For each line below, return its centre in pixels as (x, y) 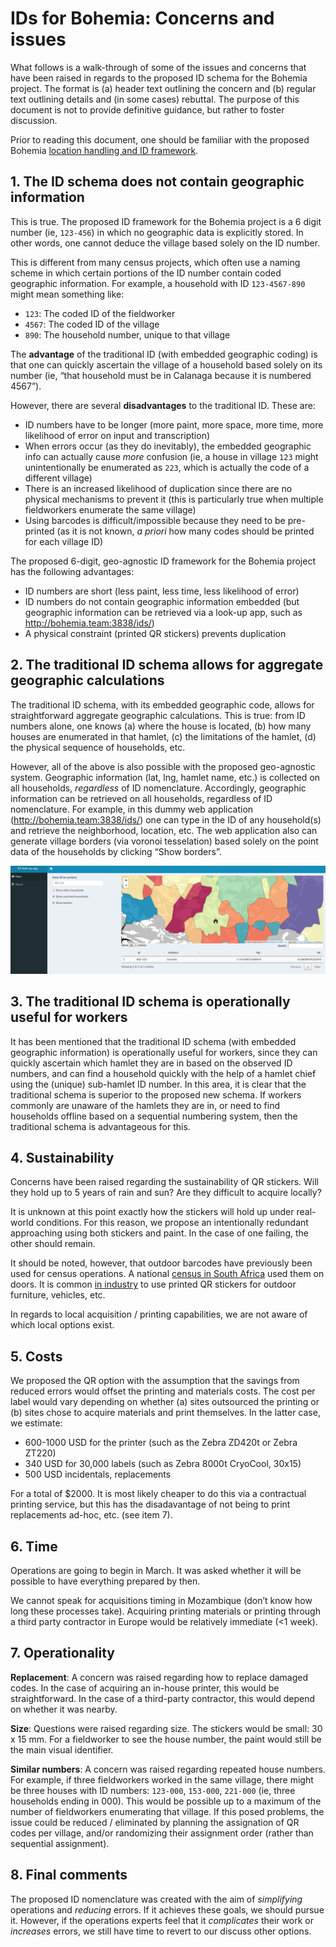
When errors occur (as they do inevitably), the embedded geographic (168, 446)
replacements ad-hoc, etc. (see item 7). (91, 1515)
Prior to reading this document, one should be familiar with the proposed (160, 139)
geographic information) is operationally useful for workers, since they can (164, 1052)
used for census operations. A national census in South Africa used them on (167, 1274)
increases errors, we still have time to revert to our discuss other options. (161, 1931)
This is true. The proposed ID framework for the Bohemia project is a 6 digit (166, 221)
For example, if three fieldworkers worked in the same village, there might (162, 1779)
